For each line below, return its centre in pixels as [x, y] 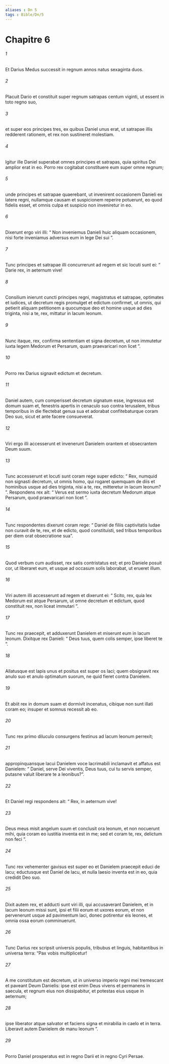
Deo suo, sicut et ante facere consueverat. [49, 416]
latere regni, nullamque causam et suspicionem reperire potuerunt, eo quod [84, 199]
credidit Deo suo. [23, 877]
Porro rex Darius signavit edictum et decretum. [54, 373]
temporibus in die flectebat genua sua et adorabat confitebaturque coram [82, 411]
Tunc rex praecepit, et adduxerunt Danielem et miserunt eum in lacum [78, 633]
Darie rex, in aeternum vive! [34, 270]
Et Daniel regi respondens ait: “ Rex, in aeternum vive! [61, 802]
